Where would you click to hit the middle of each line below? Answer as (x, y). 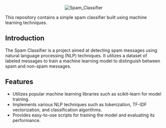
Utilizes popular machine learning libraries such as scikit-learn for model (87, 94)
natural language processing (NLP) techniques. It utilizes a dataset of (76, 55)
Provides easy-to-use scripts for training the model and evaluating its (83, 115)
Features (19, 82)
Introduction (25, 38)
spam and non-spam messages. (38, 66)
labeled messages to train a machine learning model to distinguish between (83, 61)
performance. (26, 120)
